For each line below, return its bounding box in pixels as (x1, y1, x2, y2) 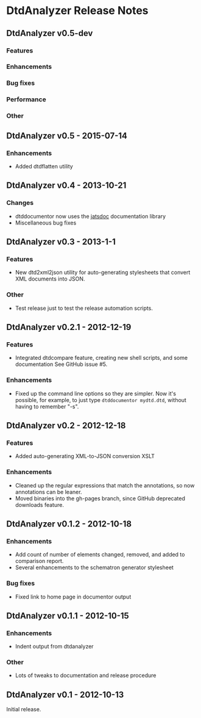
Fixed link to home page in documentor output (15, 593, 132, 600)
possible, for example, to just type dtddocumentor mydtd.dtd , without (15, 396, 187, 403)
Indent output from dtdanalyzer (15, 643, 94, 650)
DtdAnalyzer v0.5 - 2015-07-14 (6, 131, 128, 141)
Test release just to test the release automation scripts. (15, 304, 153, 312)
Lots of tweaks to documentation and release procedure (15, 672, 157, 679)
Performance (6, 95, 47, 104)
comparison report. (15, 558, 64, 565)
